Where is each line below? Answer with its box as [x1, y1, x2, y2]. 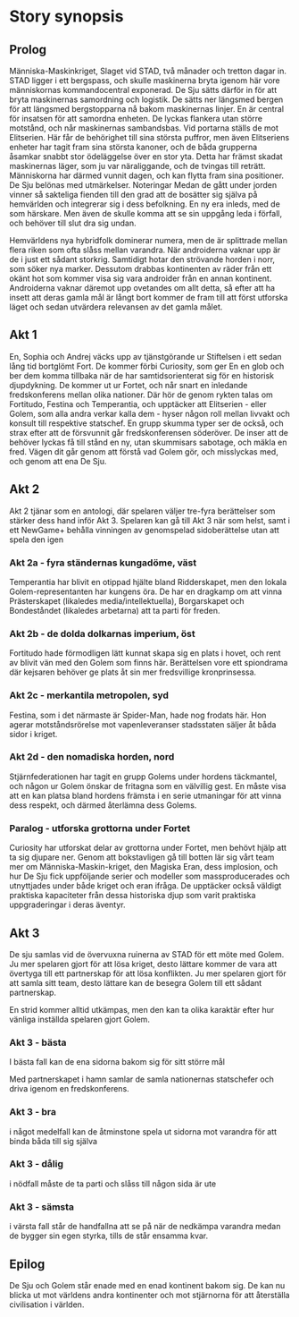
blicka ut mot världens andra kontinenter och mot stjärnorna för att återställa [9, 1289, 290, 1300]
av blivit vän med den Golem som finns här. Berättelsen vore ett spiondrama [9, 658, 288, 668]
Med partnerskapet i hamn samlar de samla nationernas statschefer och [9, 1074, 275, 1084]
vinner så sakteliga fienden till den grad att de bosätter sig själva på [9, 190, 258, 200]
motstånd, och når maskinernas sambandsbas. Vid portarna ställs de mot [9, 123, 278, 133]
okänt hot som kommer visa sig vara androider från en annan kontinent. [9, 273, 272, 284]
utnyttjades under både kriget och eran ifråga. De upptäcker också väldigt [9, 880, 282, 891]
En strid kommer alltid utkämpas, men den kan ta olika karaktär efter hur [9, 1004, 275, 1015]
